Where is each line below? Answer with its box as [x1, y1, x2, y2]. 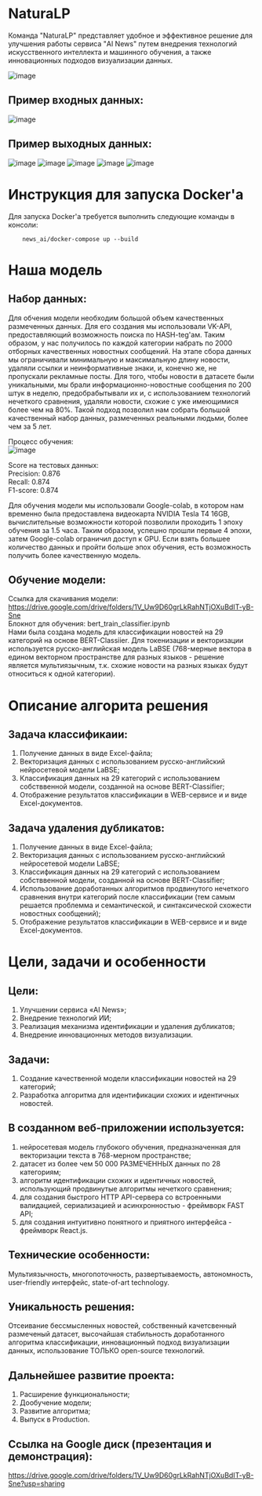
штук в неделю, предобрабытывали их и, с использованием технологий [8, 388, 251, 397]
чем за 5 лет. [8, 421, 52, 431]
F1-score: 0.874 [8, 485, 59, 494]
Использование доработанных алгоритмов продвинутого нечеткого [19, 884, 249, 893]
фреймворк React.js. [19, 1225, 88, 1235]
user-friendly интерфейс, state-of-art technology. [8, 1277, 170, 1287]
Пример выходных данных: [8, 137, 152, 151]
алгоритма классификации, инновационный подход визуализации [8, 1337, 230, 1347]
